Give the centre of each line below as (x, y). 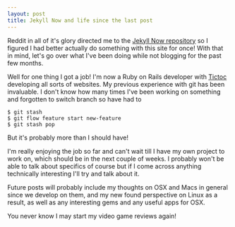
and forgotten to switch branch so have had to (74, 99)
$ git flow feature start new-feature (64, 118)
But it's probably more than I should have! (68, 137)
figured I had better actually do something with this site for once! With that (115, 48)
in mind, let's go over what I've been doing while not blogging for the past (115, 55)
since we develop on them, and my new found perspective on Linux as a (113, 195)
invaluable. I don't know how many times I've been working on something (114, 92)
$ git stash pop (31, 124)
